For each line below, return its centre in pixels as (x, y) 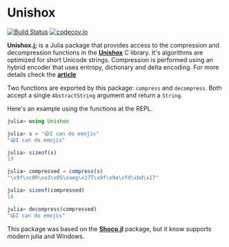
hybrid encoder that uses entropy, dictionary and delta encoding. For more (113, 67)
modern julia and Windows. (46, 236)
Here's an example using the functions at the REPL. (80, 108)
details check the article (42, 75)
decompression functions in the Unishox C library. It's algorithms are (105, 52)
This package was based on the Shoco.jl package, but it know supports (109, 228)
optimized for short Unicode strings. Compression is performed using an (110, 59)
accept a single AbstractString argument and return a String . (95, 95)
